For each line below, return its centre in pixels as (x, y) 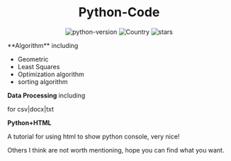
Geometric (33, 59)
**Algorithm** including (43, 45)
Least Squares (39, 66)
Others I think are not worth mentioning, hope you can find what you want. (116, 150)
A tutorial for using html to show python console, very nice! (94, 136)
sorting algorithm (43, 81)
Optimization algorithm (51, 74)
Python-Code (119, 12)
